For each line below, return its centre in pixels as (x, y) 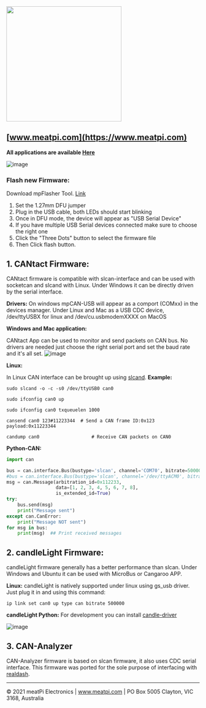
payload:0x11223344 (31, 426)
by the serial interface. (35, 292)
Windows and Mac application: (47, 329)
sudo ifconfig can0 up (35, 399)
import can (20, 459)
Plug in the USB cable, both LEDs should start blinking (83, 212)
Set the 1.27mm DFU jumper (51, 206)
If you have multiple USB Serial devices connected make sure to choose (106, 225)
